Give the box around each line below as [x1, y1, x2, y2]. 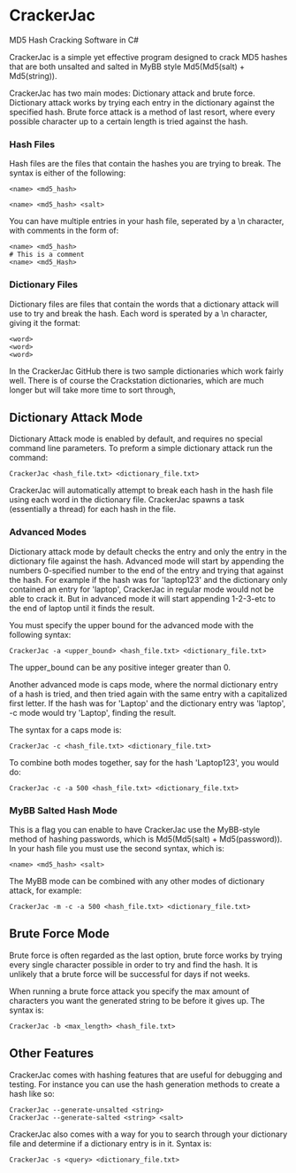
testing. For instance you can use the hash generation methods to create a [9, 1078, 280, 1090]
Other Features [9, 1046, 95, 1061]
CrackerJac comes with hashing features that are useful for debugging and [9, 1069, 283, 1080]
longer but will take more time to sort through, [9, 385, 177, 395]
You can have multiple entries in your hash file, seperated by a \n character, [9, 216, 285, 227]
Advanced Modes [9, 526, 87, 539]
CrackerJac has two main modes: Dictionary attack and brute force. [9, 88, 255, 98]
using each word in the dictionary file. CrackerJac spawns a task [9, 494, 245, 505]
